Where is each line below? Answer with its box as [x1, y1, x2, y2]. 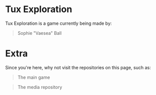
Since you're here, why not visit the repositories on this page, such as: [5, 64, 151, 70]
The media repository [17, 84, 62, 90]
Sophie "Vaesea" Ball [17, 30, 62, 36]
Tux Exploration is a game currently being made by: [5, 20, 112, 26]
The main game [17, 74, 50, 80]
